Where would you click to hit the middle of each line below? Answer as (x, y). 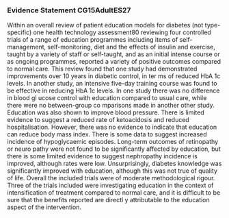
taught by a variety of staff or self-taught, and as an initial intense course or (113, 54)
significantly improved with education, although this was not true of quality (112, 171)
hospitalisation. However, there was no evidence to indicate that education (112, 127)
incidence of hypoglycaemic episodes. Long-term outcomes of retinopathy (113, 142)
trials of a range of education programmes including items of (93, 40)
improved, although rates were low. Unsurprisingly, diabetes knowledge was (114, 164)
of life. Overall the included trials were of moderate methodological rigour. (111, 178)
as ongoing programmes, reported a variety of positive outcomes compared (114, 62)
